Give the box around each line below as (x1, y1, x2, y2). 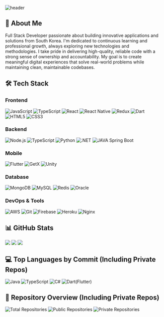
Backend (5, 126, 27, 133)
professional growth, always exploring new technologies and (5, 43, 130, 49)
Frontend (5, 97, 28, 104)
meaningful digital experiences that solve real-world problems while (5, 59, 145, 65)
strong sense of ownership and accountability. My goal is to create (5, 53, 142, 59)
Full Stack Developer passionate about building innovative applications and (5, 32, 159, 38)
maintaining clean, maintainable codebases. (5, 64, 95, 70)
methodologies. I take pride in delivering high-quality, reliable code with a (5, 48, 156, 54)
